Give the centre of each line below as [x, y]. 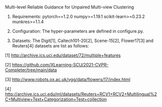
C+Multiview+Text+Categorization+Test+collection [56, 99]
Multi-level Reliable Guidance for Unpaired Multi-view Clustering [70, 7]
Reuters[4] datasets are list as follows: [50, 46]
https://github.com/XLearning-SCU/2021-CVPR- [60, 65]
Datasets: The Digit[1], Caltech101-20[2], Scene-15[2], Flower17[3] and [83, 41]
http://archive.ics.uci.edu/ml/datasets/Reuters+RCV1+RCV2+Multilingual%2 [81, 94]
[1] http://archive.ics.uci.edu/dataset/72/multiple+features [63, 55]
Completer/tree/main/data [31, 70]
